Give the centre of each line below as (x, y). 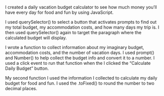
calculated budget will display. (36, 38)
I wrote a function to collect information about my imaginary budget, (75, 47)
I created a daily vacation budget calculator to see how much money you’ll (81, 7)
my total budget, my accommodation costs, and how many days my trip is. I (82, 27)
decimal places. (21, 88)
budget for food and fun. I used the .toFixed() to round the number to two (80, 83)
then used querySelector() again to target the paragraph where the (73, 32)
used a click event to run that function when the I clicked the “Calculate (78, 63)
